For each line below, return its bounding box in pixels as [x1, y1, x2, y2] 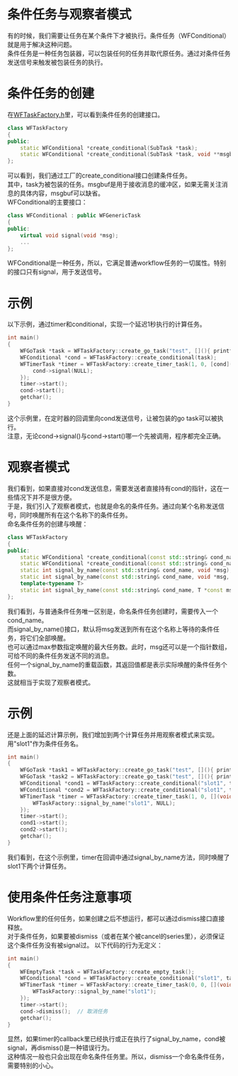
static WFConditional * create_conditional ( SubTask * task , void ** [20, 151, 220, 158]
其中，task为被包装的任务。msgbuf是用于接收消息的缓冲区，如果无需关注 [7, 180, 222, 189]
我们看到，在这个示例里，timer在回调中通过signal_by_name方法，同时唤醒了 [7, 853, 230, 862]
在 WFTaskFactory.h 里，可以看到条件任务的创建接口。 [7, 110, 164, 119]
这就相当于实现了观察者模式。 [7, 678, 94, 686]
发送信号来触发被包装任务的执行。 [7, 58, 107, 66]
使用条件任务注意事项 [7, 889, 132, 906]
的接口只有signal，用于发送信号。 [7, 268, 106, 276]
